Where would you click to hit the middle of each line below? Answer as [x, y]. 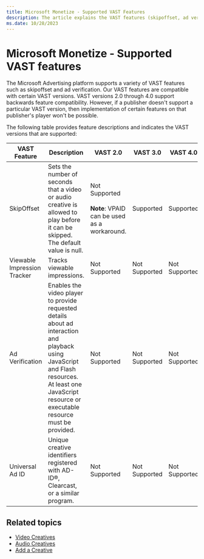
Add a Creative [34, 550]
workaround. [108, 231]
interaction [63, 331]
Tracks [58, 261]
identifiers [62, 455]
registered [63, 463]
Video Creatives [35, 537]
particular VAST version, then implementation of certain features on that [96, 109]
